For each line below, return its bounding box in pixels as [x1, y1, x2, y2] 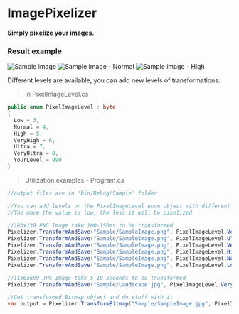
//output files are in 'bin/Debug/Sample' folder [7, 190, 158, 197]
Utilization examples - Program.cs [24, 175, 124, 184]
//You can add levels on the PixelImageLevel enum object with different [7, 202, 231, 210]
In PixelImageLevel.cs [24, 90, 89, 99]
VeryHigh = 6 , [14, 136, 55, 144]
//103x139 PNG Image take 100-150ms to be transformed [7, 222, 174, 229]
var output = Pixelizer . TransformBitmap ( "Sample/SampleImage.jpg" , [7, 301, 212, 308]
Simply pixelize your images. [7, 28, 95, 37]
